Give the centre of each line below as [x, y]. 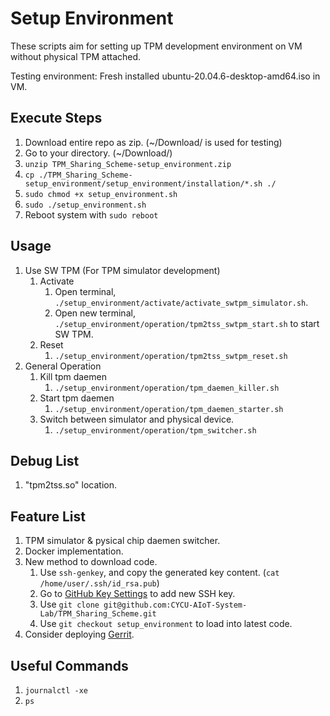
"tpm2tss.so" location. [71, 485]
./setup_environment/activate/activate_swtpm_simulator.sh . [181, 302]
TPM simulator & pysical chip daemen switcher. [122, 541]
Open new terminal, [95, 313]
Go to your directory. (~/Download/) [98, 153]
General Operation [63, 366]
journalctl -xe [56, 691]
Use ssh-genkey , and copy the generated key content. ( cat [159, 573]
